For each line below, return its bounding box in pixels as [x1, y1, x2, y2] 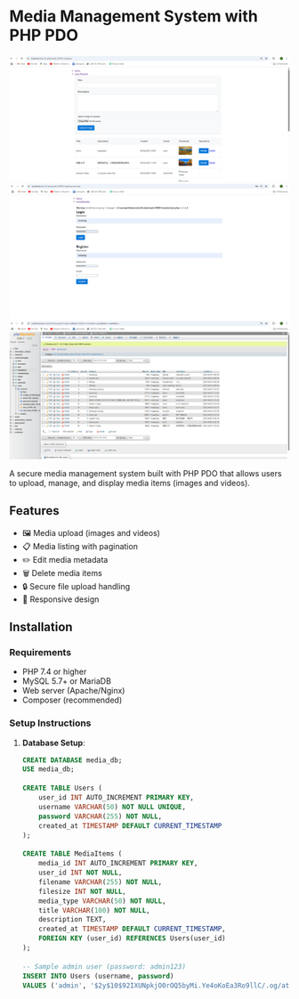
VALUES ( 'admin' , [21, 981, 87, 990]
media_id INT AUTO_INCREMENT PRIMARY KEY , [38, 859, 198, 868]
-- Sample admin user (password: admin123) [21, 962, 187, 971]
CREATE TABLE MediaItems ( [21, 849, 123, 858]
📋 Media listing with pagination [21, 540, 138, 551]
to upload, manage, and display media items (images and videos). [9, 477, 251, 488]
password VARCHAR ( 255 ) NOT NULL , [38, 812, 163, 821]
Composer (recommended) [21, 694, 123, 705]
